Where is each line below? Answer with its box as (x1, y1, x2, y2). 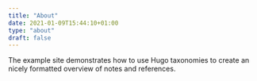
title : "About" (8, 11, 59, 20)
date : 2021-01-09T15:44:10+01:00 (8, 19, 119, 27)
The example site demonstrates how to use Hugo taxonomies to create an (8, 56, 250, 65)
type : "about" (8, 26, 56, 34)
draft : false (8, 33, 52, 42)
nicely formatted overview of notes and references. (8, 64, 176, 74)
